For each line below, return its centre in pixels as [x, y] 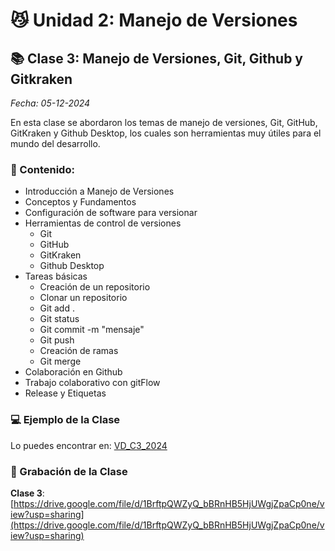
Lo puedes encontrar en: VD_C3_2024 [89, 445]
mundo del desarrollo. [55, 143]
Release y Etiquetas [65, 393]
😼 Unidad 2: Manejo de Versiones [154, 20]
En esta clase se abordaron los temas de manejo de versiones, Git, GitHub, [164, 122]
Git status [59, 319]
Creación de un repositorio [95, 287]
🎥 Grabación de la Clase [69, 471]
